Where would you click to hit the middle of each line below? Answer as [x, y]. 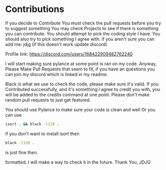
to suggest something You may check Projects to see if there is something [82, 28]
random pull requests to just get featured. [48, 100]
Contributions [35, 9]
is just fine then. [22, 152]
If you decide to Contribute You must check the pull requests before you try [83, 23]
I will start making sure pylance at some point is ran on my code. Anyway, [81, 63]
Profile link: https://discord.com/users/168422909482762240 [69, 54]
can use [14, 115]
